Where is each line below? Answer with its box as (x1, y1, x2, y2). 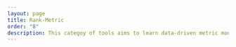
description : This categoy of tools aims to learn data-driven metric (7, 29, 218, 37)
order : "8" (7, 23, 39, 30)
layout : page (7, 10, 46, 17)
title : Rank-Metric (7, 17, 65, 23)
